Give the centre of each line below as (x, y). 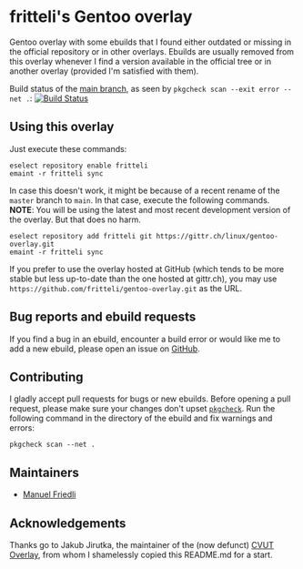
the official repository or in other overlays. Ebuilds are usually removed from (151, 51)
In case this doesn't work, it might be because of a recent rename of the (145, 190)
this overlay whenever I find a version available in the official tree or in (140, 61)
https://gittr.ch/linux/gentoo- (217, 236)
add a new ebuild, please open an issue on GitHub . (105, 349)
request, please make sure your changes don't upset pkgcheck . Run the (142, 409)
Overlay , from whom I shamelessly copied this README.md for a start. (141, 554)
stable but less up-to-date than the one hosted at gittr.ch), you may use (143, 279)
